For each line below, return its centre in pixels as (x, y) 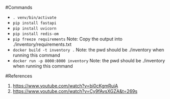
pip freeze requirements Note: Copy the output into (67, 39)
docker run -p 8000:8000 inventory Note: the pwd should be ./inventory (89, 60)
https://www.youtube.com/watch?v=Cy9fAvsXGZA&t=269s (75, 91)
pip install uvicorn (34, 29)
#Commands (19, 7)
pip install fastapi (34, 23)
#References (19, 76)
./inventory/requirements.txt (42, 44)
